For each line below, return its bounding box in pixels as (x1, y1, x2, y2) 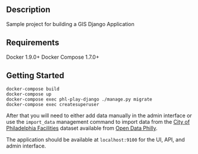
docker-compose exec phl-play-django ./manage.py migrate (6, 97, 152, 102)
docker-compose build (6, 86, 60, 92)
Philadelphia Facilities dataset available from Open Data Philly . (6, 124, 158, 132)
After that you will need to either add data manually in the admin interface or (6, 112, 193, 119)
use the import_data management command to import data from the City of (6, 118, 190, 126)
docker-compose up (6, 91, 52, 97)
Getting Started (6, 70, 65, 81)
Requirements (6, 38, 59, 48)
